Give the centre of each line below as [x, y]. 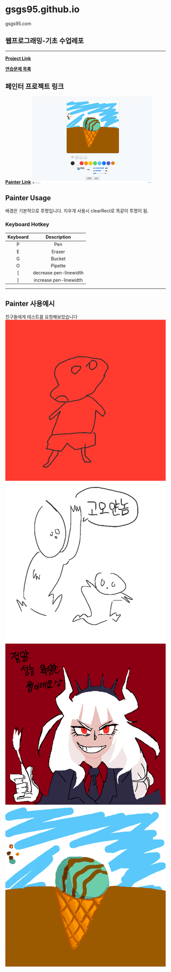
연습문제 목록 [18, 69]
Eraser [58, 251]
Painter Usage [28, 198]
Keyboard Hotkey [27, 224]
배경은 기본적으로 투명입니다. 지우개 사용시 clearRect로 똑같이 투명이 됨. [77, 211]
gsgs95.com [18, 24]
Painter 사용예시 [30, 303]
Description [58, 237]
